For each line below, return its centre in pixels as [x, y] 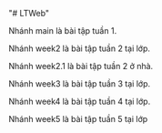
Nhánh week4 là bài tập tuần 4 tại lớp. [80, 101]
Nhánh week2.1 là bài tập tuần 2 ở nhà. [81, 66]
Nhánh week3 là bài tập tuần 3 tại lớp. [80, 84]
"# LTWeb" [29, 13]
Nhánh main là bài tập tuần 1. [63, 31]
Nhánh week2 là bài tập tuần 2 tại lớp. [80, 48]
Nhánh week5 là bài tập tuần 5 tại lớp [78, 119]
